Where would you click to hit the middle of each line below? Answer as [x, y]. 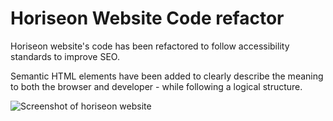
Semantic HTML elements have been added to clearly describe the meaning [167, 76]
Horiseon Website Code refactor [147, 18]
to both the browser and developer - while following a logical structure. [156, 86]
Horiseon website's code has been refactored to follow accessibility [150, 46]
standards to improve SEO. [65, 56]
